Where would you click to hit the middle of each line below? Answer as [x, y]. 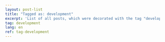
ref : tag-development [27, 32]
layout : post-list [24, 9]
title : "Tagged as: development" [39, 14]
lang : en [14, 28]
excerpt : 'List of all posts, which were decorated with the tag [73, 18]
